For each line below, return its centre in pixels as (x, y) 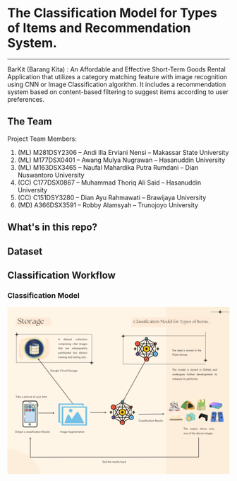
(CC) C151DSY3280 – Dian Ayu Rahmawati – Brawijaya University (112, 197)
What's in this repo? (52, 227)
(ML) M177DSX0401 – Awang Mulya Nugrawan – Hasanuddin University (121, 160)
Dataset (25, 251)
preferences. (26, 99)
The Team (30, 122)
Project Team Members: (42, 139)
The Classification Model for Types (112, 13)
